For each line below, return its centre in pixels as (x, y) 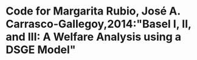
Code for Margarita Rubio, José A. (93, 11)
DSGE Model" (41, 50)
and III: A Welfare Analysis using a (94, 37)
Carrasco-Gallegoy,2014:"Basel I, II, (98, 24)
